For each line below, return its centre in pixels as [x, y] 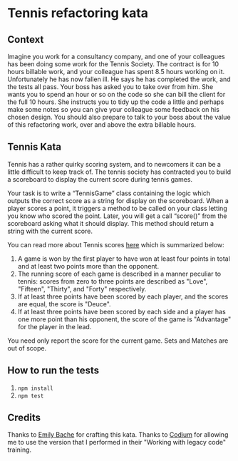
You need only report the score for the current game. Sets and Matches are [118, 341]
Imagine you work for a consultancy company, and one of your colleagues [117, 56]
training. [20, 450]
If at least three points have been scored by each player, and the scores [123, 296]
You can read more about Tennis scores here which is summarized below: [116, 244]
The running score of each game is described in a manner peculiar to [119, 274]
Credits [24, 418]
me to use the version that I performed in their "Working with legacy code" [117, 442]
